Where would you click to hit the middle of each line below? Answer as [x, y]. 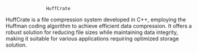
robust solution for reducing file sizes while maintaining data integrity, [92, 32]
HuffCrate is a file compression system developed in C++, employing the [96, 20]
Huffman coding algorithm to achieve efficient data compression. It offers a [99, 26]
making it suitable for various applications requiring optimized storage [92, 38]
